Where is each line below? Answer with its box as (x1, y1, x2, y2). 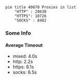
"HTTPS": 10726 (14, 14, 47, 19)
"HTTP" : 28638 (14, 9, 47, 14)
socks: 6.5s (12, 69, 37, 75)
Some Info (5, 29, 32, 36)
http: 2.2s (12, 58, 33, 65)
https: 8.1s (12, 64, 34, 70)
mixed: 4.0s (12, 53, 37, 59)
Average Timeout (5, 42, 43, 48)
